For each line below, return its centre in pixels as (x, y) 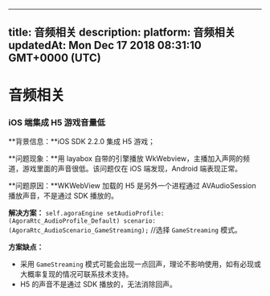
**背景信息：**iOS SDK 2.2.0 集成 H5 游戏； (82, 141)
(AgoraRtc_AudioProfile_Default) (64, 221)
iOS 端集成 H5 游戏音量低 (57, 122)
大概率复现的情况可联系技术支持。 (76, 273)
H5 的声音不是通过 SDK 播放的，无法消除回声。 (98, 284)
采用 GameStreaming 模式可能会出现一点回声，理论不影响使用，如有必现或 (140, 264)
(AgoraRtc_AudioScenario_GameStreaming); (79, 230)
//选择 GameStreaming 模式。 (196, 229)
